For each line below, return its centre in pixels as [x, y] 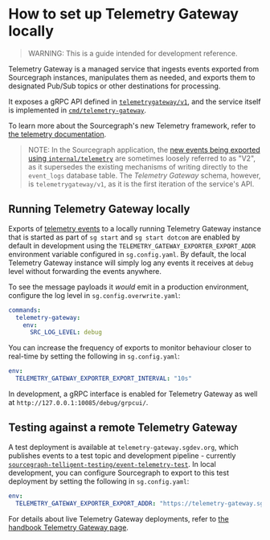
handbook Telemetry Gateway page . [68, 527]
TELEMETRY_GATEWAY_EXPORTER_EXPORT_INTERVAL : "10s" [104, 378]
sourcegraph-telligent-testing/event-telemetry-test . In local [112, 464]
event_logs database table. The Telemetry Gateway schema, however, [144, 175]
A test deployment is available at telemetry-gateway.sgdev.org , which [123, 447]
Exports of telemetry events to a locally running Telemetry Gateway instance [135, 228]
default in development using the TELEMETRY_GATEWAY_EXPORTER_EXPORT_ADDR [132, 245]
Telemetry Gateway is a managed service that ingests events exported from [134, 68]
